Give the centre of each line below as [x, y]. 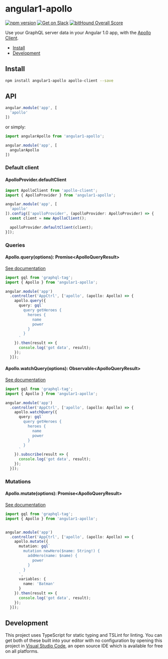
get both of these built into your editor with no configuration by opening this [84, 641]
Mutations [18, 481]
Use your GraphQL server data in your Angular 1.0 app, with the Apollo [78, 32]
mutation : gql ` [34, 546]
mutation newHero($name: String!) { [62, 551]
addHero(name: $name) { [53, 556]
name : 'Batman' [39, 584]
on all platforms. [22, 651]
